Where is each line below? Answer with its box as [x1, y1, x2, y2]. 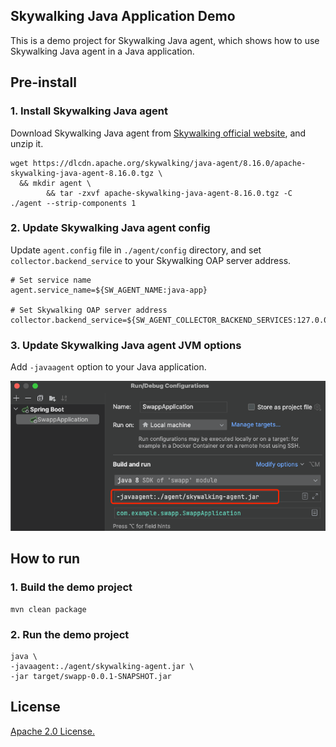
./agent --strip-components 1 [10, 198, 137, 208]
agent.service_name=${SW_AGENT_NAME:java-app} [10, 285, 208, 295]
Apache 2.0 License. [10, 725, 95, 737]
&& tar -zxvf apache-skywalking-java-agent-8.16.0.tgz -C [46, 188, 293, 198]
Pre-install [10, 74, 77, 91]
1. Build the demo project [10, 580, 133, 594]
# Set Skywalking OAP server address [10, 305, 168, 315]
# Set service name [10, 275, 92, 285]
